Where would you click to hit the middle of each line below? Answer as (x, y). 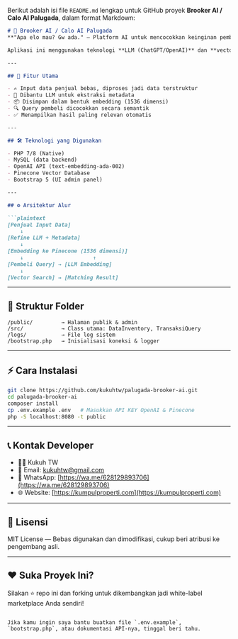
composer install (33, 404)
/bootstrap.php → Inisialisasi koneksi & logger (84, 341)
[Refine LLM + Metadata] (44, 238)
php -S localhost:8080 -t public (57, 417)
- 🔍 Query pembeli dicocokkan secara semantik (78, 109)
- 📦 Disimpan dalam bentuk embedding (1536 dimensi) (88, 102)
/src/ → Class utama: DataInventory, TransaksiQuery (104, 329)
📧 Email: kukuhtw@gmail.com (61, 470)
